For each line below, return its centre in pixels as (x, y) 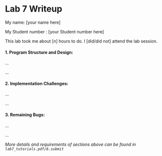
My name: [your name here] (33, 22)
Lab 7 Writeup (34, 9)
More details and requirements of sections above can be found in (71, 144)
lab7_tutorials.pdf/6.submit (34, 149)
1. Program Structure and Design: (39, 52)
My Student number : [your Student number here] (55, 31)
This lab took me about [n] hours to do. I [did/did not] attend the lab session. (81, 41)
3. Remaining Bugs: (25, 114)
